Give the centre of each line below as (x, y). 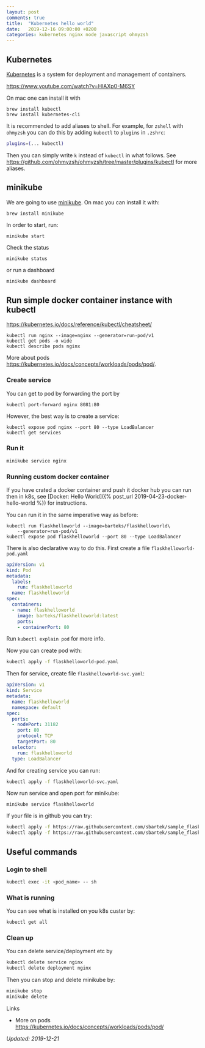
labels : (22, 582)
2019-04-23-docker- (160, 496)
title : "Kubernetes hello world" (50, 23)
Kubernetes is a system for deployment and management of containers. (97, 74)
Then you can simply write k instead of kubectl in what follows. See (91, 155)
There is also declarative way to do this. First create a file (78, 548)
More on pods (33, 1020)
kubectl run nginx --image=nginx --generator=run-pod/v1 (80, 336)
